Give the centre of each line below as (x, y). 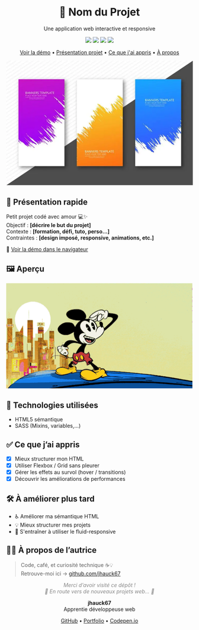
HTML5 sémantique (39, 420)
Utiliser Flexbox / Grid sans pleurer (57, 465)
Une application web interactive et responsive (99, 29)
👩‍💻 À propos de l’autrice (52, 550)
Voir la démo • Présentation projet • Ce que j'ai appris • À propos (99, 52)
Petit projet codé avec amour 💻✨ (47, 217)
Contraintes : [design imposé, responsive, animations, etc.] (80, 238)
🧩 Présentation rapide (47, 202)
